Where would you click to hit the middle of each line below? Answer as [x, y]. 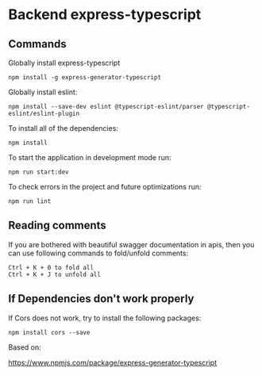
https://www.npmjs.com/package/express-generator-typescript [113, 362]
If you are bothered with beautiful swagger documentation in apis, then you [131, 244]
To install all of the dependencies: [64, 128]
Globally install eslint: [43, 92]
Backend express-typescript [105, 15]
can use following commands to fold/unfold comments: [98, 253]
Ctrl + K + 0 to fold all [51, 267]
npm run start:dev [39, 172]
